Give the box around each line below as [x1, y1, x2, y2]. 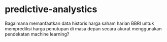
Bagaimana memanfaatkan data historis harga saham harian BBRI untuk [5, 20, 154, 26]
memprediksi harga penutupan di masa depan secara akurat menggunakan [5, 25, 162, 31]
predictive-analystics [5, 4, 97, 15]
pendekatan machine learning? [5, 31, 70, 37]
